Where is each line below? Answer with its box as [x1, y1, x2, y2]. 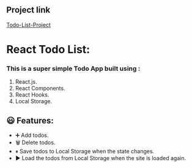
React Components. [15, 85, 65, 92]
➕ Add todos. [15, 131, 49, 139]
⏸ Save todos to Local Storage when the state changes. [15, 148, 155, 155]
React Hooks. [15, 91, 50, 98]
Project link [6, 5, 51, 15]
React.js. [15, 78, 38, 86]
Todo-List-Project [6, 21, 51, 28]
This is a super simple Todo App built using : [6, 64, 141, 73]
